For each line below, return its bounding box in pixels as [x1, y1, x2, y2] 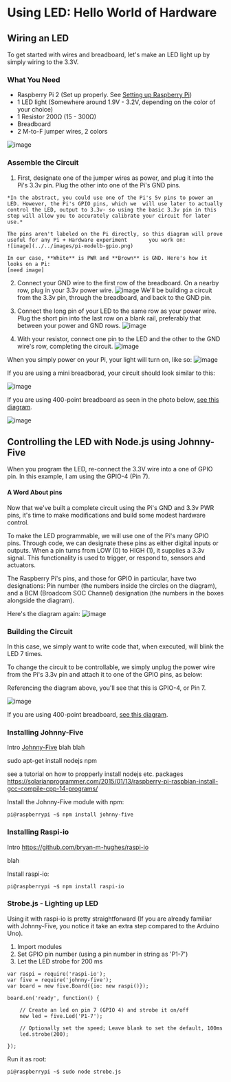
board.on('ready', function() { [7, 994, 100, 1001]
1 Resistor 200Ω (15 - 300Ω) [16, 112, 97, 121]
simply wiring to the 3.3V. [7, 58, 79, 66]
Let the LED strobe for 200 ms [16, 957, 103, 966]
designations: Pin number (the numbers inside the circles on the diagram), [7, 581, 217, 590]
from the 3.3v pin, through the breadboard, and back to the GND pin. [16, 293, 212, 301]
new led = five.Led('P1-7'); [19, 1012, 103, 1019]
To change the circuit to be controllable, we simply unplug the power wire [7, 663, 215, 671]
